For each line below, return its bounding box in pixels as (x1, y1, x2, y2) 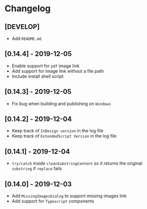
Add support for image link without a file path (11, 68, 104, 74)
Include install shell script (11, 73, 64, 79)
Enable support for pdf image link (11, 62, 80, 69)
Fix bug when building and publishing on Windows (11, 100, 111, 106)
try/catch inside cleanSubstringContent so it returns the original (11, 160, 143, 166)
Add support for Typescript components (11, 198, 94, 204)
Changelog (4, 3, 51, 14)
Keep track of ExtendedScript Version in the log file (11, 133, 117, 139)
